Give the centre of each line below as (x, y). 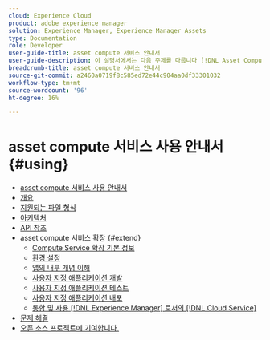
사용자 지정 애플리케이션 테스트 (80, 288)
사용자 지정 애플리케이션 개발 (77, 278)
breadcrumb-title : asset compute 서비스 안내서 (84, 68)
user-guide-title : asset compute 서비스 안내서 (84, 53)
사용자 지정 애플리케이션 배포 (77, 298)
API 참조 (33, 228)
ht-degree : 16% (34, 98)
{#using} (39, 164)
